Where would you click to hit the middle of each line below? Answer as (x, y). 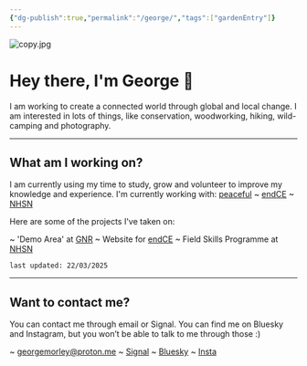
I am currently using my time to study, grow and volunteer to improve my (146, 184)
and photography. (78, 125)
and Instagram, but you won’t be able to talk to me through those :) (135, 334)
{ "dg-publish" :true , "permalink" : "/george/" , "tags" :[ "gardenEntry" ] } (143, 18)
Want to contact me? (70, 302)
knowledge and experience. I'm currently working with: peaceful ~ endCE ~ (152, 194)
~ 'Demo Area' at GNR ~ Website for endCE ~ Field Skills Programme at (144, 239)
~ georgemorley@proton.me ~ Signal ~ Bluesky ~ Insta (113, 351)
